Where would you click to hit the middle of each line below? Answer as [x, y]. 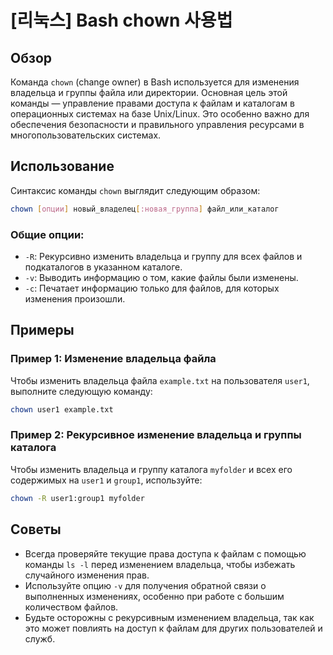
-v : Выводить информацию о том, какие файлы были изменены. [161, 277]
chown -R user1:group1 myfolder [77, 498]
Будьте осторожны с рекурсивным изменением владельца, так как [169, 617]
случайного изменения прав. [87, 575]
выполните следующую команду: [81, 391]
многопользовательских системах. [86, 135]
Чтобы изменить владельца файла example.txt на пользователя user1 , [160, 380]
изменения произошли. [75, 298]
